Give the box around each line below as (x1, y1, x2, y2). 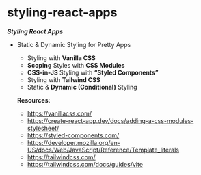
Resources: (16, 96, 51, 104)
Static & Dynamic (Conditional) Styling (27, 83, 138, 91)
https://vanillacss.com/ (27, 109, 92, 118)
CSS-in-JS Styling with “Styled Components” (27, 68, 159, 77)
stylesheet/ (27, 124, 59, 132)
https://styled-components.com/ (27, 131, 120, 139)
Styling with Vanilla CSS (27, 53, 96, 62)
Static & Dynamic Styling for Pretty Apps (16, 40, 131, 49)
